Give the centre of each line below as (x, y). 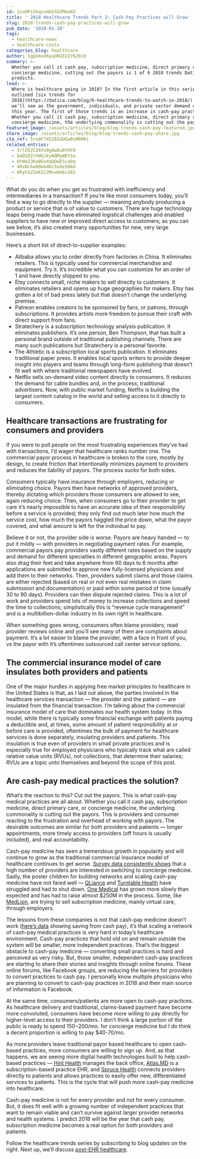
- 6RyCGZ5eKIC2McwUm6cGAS (44, 173)
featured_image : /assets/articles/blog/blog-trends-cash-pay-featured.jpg (101, 128)
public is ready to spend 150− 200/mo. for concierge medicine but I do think (99, 1026)
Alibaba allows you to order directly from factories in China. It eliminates (103, 257)
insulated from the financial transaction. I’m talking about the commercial (96, 705)
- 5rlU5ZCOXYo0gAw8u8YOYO (44, 150)
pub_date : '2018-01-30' (36, 28)
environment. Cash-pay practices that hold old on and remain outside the (96, 939)
